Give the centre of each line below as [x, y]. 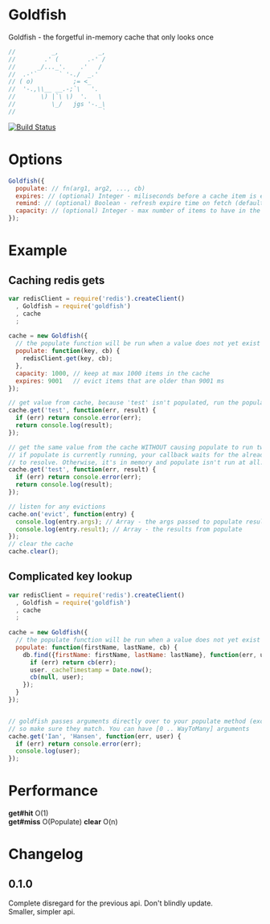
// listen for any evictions [57, 507]
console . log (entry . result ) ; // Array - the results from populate [129, 529]
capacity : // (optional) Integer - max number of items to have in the [138, 211]
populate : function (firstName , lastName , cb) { [97, 647]
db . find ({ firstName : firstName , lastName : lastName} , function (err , [140, 655]
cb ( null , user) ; [57, 677]
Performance [53, 791]
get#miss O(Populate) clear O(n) [63, 822]
